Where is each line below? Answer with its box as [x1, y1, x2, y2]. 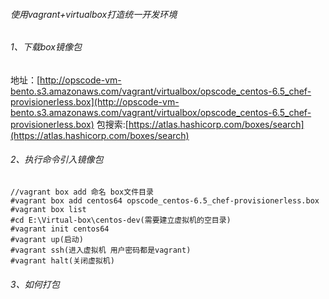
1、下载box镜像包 [10, 41, 83, 53]
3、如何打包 [10, 278, 60, 290]
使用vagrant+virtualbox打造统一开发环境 [10, 8, 178, 20]
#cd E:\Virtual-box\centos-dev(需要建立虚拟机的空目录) [10, 215, 232, 226]
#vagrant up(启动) [10, 235, 84, 245]
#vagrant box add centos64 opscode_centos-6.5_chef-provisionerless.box [10, 196, 320, 206]
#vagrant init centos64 [10, 224, 110, 234]
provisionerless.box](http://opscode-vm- [10, 95, 180, 108]
